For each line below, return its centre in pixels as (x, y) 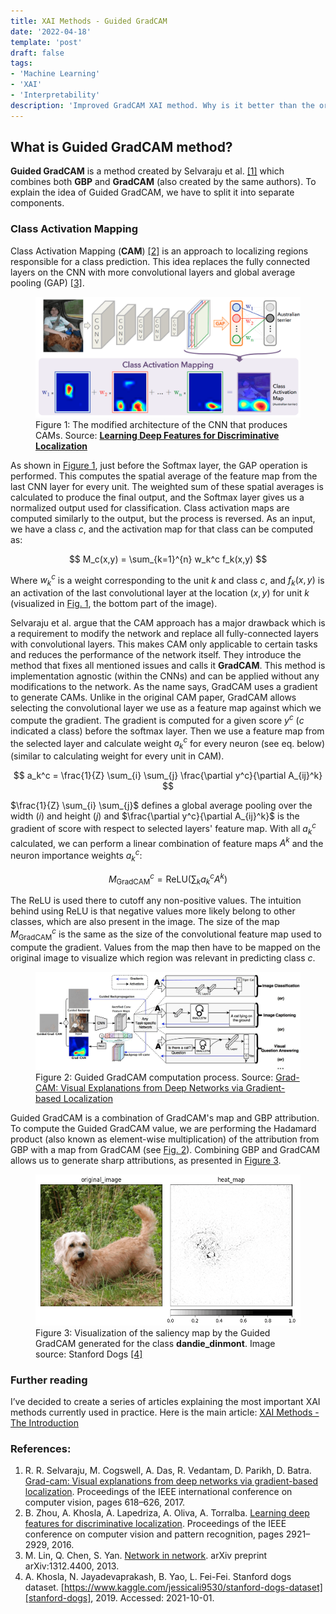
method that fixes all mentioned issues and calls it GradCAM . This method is (168, 666)
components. (37, 203)
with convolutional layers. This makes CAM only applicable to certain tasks (164, 644)
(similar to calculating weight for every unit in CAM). (117, 756)
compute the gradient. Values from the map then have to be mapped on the (165, 947)
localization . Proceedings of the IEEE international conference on (158, 1492)
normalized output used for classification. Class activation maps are (150, 507)
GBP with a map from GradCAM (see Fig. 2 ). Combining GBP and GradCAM (165, 1150)
